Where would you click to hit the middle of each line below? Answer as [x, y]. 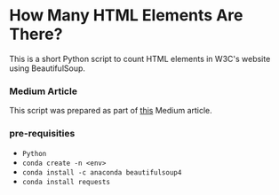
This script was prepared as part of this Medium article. [111, 111]
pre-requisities [42, 134]
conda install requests [66, 182]
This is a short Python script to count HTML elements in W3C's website [140, 58]
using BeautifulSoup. [48, 68]
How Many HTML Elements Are [126, 16]
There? [36, 34]
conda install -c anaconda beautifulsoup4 [102, 172]
